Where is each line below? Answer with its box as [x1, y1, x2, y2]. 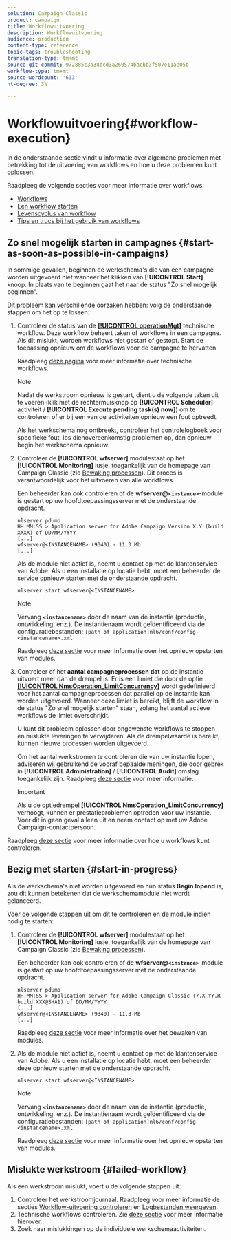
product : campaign [7, 17, 60, 23]
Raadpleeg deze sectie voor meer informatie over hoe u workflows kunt [7, 837, 210, 844]
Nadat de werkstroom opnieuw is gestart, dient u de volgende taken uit [16, 391, 219, 399]
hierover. [16, 1217, 43, 1226]
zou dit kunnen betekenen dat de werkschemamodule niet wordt [7, 889, 190, 897]
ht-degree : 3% [7, 81, 48, 87]
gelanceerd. [7, 896, 41, 905]
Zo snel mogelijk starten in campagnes [7, 237, 177, 248]
